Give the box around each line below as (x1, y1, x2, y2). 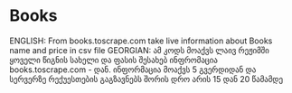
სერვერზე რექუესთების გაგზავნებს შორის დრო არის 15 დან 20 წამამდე (9, 73, 283, 84)
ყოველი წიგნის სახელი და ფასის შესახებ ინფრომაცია (9, 54, 219, 65)
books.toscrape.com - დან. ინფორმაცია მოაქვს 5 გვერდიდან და (9, 64, 257, 75)
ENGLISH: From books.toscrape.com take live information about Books (9, 35, 273, 46)
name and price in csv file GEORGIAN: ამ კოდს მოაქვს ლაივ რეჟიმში (9, 44, 269, 55)
